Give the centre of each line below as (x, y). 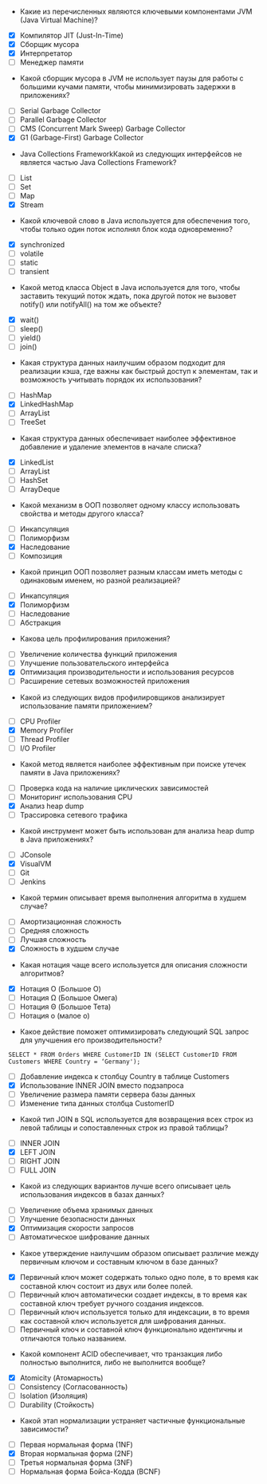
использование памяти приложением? (86, 705)
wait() (29, 320)
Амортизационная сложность (71, 922)
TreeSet (33, 422)
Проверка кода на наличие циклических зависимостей (114, 787)
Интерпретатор (46, 53)
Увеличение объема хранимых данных (86, 1210)
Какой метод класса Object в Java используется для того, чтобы (130, 287)
